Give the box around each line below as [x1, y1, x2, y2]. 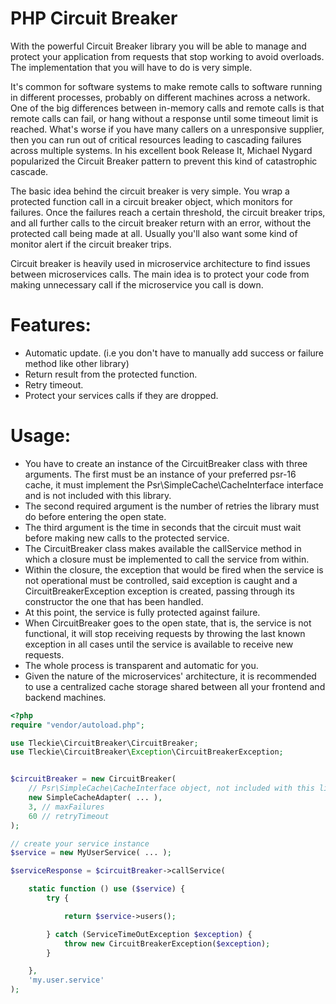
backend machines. [24, 691, 107, 703]
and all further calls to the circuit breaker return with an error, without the [10, 217, 312, 229]
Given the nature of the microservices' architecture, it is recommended [24, 670, 317, 682]
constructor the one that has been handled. [24, 595, 204, 607]
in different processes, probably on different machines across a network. [10, 91, 311, 103]
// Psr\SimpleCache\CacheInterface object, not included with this [28, 783, 315, 794]
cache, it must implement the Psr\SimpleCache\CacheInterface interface [24, 478, 324, 491]
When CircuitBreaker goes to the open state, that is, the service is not [24, 617, 312, 629]
